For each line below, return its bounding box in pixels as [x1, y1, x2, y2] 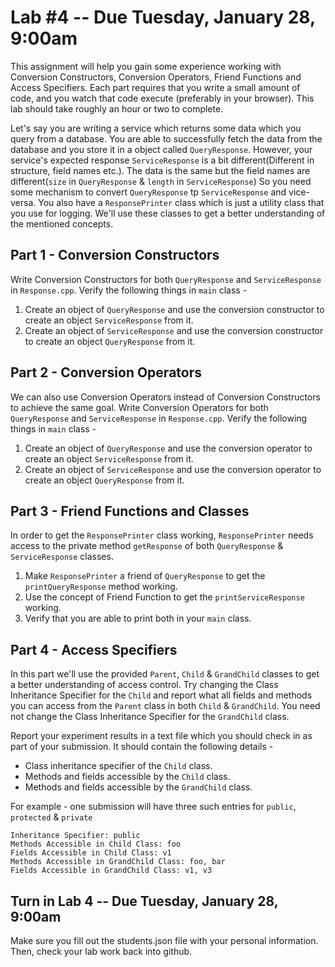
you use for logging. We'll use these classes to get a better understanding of [10, 207, 326, 219]
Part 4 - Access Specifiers [10, 641, 178, 658]
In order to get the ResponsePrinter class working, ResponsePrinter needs [10, 529, 314, 541]
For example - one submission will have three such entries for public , [10, 801, 297, 813]
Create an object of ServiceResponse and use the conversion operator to [24, 463, 322, 475]
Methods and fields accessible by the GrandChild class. [24, 781, 253, 793]
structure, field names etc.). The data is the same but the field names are [10, 164, 311, 176]
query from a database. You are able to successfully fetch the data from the [10, 132, 323, 145]
